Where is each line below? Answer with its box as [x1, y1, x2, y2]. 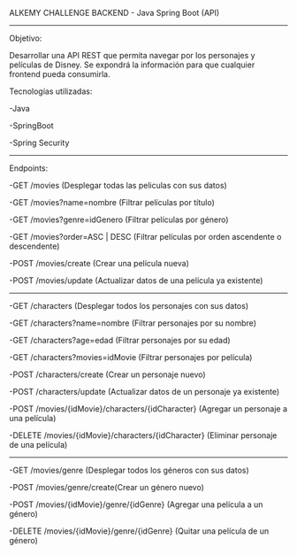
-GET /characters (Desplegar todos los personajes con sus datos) [9, 301, 249, 311]
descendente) [9, 241, 60, 251]
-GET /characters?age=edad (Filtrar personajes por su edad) [9, 335, 232, 345]
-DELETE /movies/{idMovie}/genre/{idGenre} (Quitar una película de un [9, 526, 270, 536]
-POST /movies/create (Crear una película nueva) [9, 258, 190, 268]
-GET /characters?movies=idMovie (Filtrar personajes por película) [9, 352, 253, 362]
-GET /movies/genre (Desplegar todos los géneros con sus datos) [9, 465, 249, 475]
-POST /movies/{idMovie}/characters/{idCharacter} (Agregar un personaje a [9, 404, 287, 414]
